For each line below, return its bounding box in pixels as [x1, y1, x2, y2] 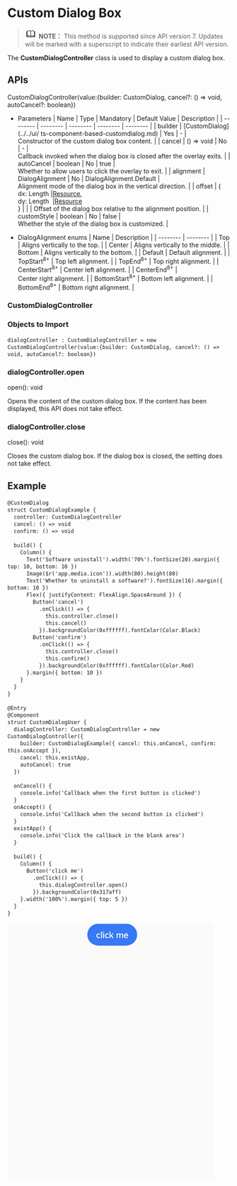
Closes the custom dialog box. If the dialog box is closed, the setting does [7, 451, 223, 461]
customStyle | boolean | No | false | [17, 212, 121, 220]
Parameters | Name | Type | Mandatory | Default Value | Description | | [17, 114, 223, 122]
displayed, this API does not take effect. [7, 404, 124, 413]
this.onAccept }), [7, 747, 62, 754]
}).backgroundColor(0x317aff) [33, 889, 122, 896]
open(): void [7, 383, 43, 391]
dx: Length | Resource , [17, 189, 83, 197]
